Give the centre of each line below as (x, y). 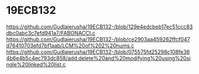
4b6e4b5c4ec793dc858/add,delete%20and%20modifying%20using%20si (98, 58)
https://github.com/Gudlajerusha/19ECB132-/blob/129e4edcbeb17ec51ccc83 (99, 27)
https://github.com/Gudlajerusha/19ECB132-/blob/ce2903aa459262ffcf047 (98, 39)
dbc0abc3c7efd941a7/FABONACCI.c (51, 33)
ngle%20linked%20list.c (36, 64)
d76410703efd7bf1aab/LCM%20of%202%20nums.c (70, 46)
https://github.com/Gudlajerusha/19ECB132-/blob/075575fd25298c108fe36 (98, 52)
